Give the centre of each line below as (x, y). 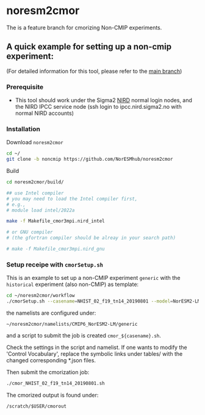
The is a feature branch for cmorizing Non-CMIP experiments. (84, 28)
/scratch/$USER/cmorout (37, 406)
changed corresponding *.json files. (51, 361)
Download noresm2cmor (35, 142)
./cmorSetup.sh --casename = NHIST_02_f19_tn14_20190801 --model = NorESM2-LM (103, 301)
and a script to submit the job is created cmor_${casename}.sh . (84, 336)
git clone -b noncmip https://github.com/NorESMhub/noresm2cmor (90, 160)
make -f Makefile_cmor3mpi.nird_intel (56, 221)
